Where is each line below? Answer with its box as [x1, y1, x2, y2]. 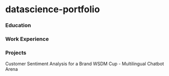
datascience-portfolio [5, 4, 100, 15]
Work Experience [5, 36, 49, 43]
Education [5, 22, 32, 29]
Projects [5, 49, 26, 56]
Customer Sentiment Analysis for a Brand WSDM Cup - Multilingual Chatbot [5, 61, 164, 67]
